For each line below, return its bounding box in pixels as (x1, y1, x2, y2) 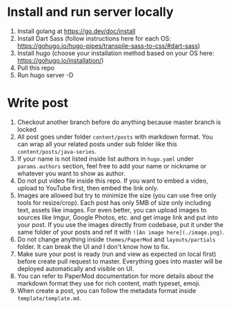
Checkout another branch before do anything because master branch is (17, 118, 221, 126)
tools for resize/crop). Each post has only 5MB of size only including (17, 198, 212, 207)
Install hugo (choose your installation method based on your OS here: (17, 49, 214, 57)
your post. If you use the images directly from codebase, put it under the (17, 220, 224, 228)
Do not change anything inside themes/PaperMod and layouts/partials (17, 235, 216, 243)
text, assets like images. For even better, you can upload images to (17, 206, 207, 214)
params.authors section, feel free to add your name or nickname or (17, 161, 207, 170)
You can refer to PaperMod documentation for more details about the (17, 272, 214, 280)
